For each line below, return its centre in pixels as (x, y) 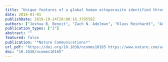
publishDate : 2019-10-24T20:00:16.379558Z (50, 19)
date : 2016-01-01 (23, 14)
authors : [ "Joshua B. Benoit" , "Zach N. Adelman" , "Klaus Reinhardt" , (80, 24)
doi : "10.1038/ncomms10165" (34, 51)
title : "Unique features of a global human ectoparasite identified (78, 10)
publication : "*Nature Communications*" (48, 42)
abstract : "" (19, 33)
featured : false (22, 38)
